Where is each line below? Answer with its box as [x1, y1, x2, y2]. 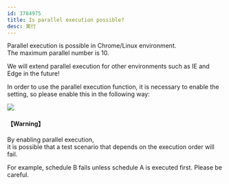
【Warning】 [7, 119, 45, 128]
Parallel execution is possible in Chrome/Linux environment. [7, 42, 177, 50]
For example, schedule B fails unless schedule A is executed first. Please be [7, 163, 222, 172]
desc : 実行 [7, 23, 36, 30]
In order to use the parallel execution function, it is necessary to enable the [7, 83, 219, 91]
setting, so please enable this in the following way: [7, 90, 150, 98]
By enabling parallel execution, [7, 135, 94, 143]
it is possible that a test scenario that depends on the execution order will [7, 142, 215, 151]
